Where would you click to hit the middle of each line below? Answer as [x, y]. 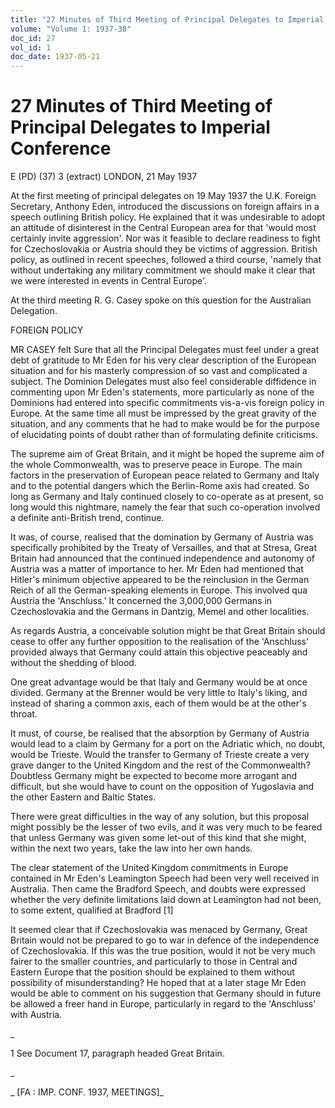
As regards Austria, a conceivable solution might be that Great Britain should [168, 631]
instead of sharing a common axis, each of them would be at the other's [158, 703]
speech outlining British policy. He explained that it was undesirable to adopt [168, 217]
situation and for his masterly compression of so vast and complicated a [159, 371]
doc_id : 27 [33, 38]
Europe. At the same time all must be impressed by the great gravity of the [163, 413]
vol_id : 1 [31, 47]
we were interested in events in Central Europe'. [109, 281]
